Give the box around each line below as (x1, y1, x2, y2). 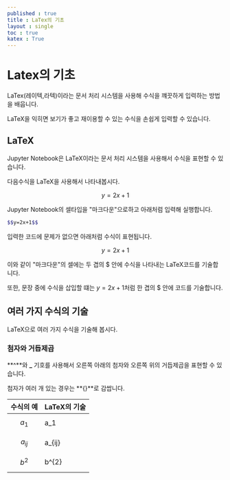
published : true (7, 10, 57, 17)
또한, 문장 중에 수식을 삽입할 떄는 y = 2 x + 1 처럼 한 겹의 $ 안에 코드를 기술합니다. (7, 283, 223, 292)
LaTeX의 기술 (44, 402, 87, 411)
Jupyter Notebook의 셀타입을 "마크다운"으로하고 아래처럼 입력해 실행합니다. (7, 205, 213, 213)
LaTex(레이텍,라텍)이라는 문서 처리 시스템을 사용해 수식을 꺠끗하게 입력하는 (7, 91, 208, 100)
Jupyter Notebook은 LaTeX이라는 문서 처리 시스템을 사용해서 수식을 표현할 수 (7, 154, 216, 162)
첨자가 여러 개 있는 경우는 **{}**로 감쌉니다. (7, 384, 125, 392)
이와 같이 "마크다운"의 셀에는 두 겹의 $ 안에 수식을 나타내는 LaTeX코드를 (7, 260, 200, 268)
